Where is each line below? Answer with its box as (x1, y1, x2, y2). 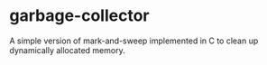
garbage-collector (9, 5, 150, 26)
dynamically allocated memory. (9, 44, 125, 55)
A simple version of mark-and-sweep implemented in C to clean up (9, 35, 259, 46)
